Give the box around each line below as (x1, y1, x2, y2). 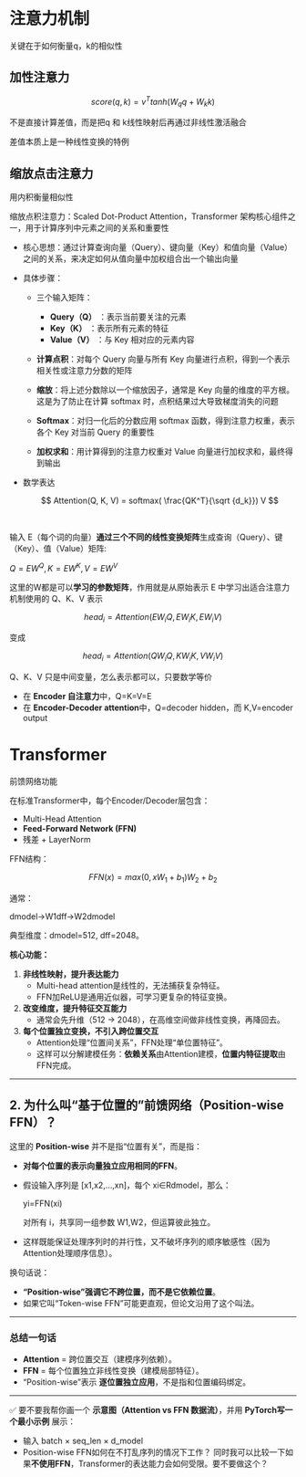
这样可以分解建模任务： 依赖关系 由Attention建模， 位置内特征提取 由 (36, 1049, 287, 1059)
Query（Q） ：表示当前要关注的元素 (49, 311, 187, 322)
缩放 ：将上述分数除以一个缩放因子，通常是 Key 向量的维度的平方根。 (36, 384, 295, 395)
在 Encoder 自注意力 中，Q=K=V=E (22, 691, 152, 702)
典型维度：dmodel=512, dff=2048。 (9, 930, 144, 940)
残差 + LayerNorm (22, 834, 91, 845)
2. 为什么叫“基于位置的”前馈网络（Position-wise (9, 1097, 284, 1114)
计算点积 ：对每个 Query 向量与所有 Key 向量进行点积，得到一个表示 (36, 353, 291, 365)
